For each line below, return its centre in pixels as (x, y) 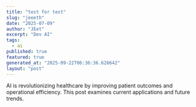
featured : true (25, 57)
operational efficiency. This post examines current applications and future (98, 92)
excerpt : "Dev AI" (29, 35)
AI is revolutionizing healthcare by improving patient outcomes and (90, 86)
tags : (13, 40)
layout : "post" (25, 68)
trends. (15, 98)
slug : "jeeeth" (25, 18)
